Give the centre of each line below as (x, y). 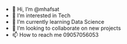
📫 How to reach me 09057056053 (55, 35)
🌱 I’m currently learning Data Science (58, 22)
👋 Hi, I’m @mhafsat (36, 9)
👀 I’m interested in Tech (41, 15)
